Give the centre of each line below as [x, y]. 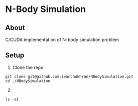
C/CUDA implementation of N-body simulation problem [62, 39]
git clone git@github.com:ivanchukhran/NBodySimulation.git [70, 76]
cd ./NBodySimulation [28, 81]
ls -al [12, 99]
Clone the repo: [29, 67]
